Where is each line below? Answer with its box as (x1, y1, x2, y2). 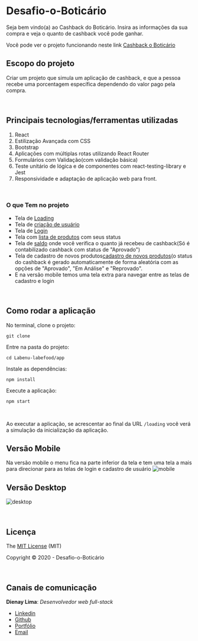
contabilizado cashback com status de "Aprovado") (14, 246, 141, 253)
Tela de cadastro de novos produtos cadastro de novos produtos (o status (14, 252, 193, 259)
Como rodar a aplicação (6, 306, 96, 316)
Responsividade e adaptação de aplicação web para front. (14, 175, 157, 182)
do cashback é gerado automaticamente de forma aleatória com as (14, 258, 178, 265)
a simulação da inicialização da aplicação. (6, 427, 109, 434)
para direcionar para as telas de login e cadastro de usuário (6, 466, 152, 473)
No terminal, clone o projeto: (6, 321, 76, 328)
